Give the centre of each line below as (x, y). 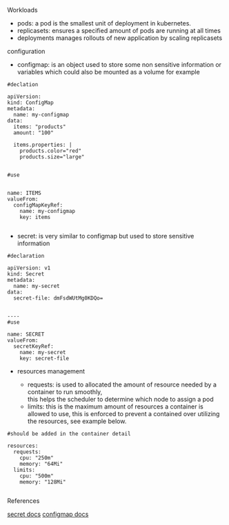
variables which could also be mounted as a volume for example (108, 72)
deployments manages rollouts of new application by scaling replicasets (120, 38)
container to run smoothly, (65, 392)
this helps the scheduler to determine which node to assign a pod (120, 399)
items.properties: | (43, 145)
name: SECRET (26, 334)
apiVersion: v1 (29, 268)
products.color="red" (50, 151)
